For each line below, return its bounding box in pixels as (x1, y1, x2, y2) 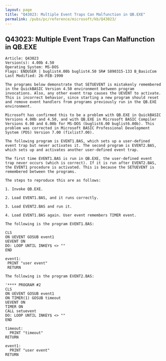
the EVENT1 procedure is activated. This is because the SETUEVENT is (5, 165, 155, 170)
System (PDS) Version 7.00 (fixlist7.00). (5, 130, 94, 135)
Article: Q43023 (5, 56, 39, 61)
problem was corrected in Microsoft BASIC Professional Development (5, 125, 150, 131)
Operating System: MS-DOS (5, 65, 59, 70)
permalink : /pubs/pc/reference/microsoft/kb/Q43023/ (5, 16, 117, 21)
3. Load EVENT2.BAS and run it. (5, 204, 72, 209)
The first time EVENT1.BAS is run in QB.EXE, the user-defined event (5, 156, 153, 161)
